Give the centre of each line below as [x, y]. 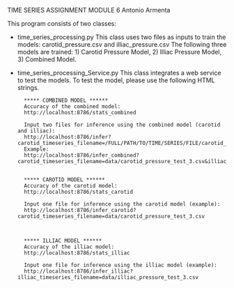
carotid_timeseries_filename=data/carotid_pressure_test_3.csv [111, 216]
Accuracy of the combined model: [72, 107]
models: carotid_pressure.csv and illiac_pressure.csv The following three [122, 44]
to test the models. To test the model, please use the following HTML [116, 80]
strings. [28, 88]
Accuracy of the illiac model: [69, 247]
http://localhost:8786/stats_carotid [79, 192]
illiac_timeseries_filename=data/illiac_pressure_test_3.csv [108, 278]
